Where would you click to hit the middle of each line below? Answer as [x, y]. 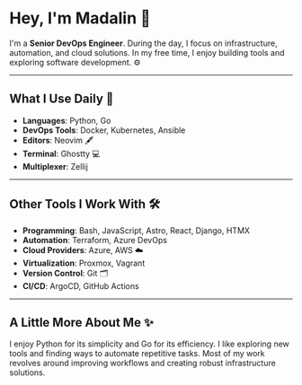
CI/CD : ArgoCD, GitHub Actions [80, 285]
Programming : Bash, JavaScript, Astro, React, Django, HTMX [136, 230]
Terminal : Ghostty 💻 [61, 153]
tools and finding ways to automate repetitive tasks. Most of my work [137, 354]
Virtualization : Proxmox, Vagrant [84, 263]
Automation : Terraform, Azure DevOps [95, 240]
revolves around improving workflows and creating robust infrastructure [142, 363]
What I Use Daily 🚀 [62, 99]
